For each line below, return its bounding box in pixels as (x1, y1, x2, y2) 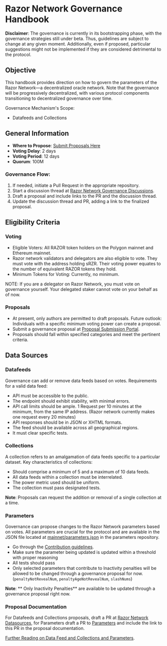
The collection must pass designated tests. (12, 484, 101, 491)
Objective (5, 66, 36, 75)
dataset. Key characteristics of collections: (5, 459, 93, 465)
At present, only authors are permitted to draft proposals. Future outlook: (12, 315, 162, 321)
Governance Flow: (5, 171, 51, 178)
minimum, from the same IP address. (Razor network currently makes (12, 409, 155, 415)
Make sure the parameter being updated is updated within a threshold (12, 549, 156, 555)
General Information (5, 129, 69, 138)
